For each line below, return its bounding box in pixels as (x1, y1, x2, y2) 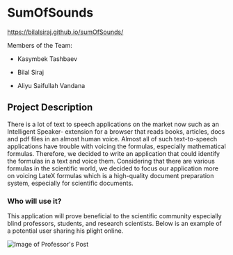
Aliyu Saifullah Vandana (17, 81, 86, 89)
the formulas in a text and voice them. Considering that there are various (7, 157, 216, 165)
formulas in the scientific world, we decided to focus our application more (7, 164, 219, 173)
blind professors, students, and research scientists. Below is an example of (7, 220, 223, 228)
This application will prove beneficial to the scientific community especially (7, 212, 222, 220)
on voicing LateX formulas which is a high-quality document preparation (7, 171, 214, 179)
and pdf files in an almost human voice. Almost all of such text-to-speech (7, 134, 218, 143)
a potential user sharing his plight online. (7, 227, 124, 235)
